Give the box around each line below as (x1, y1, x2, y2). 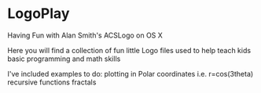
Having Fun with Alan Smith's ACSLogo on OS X (7, 30, 163, 40)
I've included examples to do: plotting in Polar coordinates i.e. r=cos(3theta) (7, 69, 254, 78)
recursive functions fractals (7, 77, 97, 87)
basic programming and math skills (7, 54, 121, 63)
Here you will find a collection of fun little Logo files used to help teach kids (7, 45, 252, 55)
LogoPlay (7, 5, 70, 23)
